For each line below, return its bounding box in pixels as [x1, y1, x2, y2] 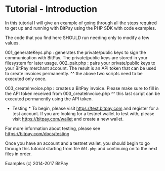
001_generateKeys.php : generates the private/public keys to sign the [5, 49, 146, 55]
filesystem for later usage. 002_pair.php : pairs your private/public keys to [5, 60, 156, 66]
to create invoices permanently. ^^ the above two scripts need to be [5, 70, 143, 76]
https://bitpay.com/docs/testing [5, 130, 70, 136]
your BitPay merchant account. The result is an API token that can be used [5, 65, 157, 71]
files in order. [5, 151, 32, 157]
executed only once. [5, 76, 47, 82]
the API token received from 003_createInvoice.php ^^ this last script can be [5, 90, 161, 96]
